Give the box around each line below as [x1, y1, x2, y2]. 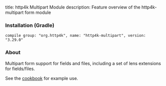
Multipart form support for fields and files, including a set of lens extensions [5, 60, 161, 66]
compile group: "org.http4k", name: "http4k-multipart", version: [5, 33, 146, 38]
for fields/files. [5, 66, 35, 72]
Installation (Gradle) [5, 22, 55, 29]
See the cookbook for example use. [5, 75, 78, 81]
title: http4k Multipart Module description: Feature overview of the [5, 4, 141, 10]
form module [24, 9, 51, 15]
